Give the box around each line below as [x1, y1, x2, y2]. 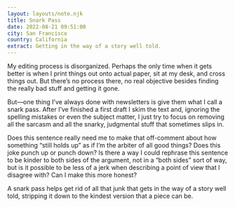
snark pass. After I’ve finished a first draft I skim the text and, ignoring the [7, 106, 220, 113]
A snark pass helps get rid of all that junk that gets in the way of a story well [7, 185, 227, 192]
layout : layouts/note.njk [7, 10, 83, 17]
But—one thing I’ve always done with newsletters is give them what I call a [7, 98, 223, 106]
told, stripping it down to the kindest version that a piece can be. [7, 192, 194, 200]
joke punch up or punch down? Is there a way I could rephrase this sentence [7, 148, 229, 157]
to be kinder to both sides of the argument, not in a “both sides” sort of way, [7, 156, 227, 164]
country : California [7, 36, 68, 43]
